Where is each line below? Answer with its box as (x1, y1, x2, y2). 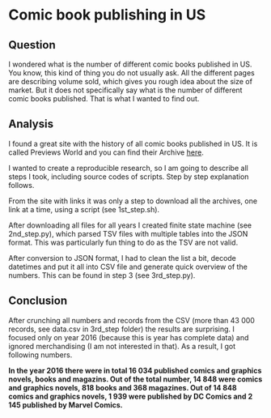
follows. (8, 180, 35, 190)
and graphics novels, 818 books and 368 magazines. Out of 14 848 (8, 382, 237, 392)
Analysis (8, 117, 54, 131)
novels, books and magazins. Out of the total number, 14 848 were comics (8, 374, 263, 384)
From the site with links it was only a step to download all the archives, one (8, 196, 257, 206)
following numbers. (8, 350, 73, 360)
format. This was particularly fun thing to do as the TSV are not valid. (8, 237, 239, 247)
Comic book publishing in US (8, 6, 206, 24)
